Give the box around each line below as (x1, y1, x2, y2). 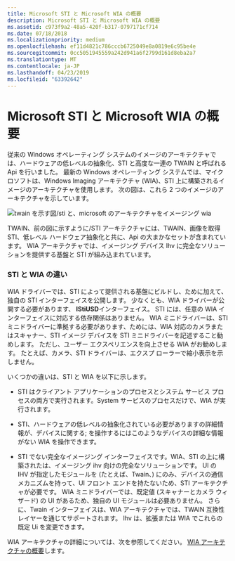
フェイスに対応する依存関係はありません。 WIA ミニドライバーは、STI (25, 314, 228, 322)
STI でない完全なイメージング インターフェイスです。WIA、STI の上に (17, 452, 219, 460)
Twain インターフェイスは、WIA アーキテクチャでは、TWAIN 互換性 (29, 505, 225, 513)
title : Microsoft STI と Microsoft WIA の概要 (7, 10, 142, 18)
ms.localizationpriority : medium (7, 37, 105, 44)
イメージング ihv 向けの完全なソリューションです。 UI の (54, 461, 217, 470)
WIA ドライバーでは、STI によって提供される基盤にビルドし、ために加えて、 (7, 287, 228, 295)
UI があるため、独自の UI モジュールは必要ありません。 (48, 496, 207, 505)
